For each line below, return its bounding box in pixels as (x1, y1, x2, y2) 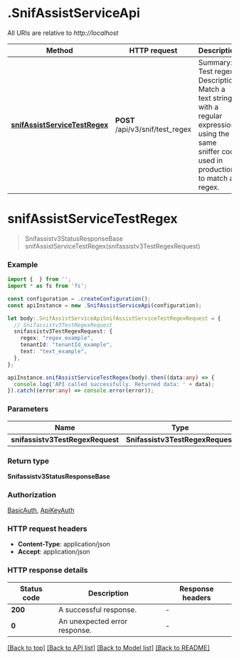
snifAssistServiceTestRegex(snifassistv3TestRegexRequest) (24, 242, 201, 250)
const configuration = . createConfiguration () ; (7, 295, 152, 302)
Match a (198, 84, 225, 94)
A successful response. (58, 604, 137, 614)
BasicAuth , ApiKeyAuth (7, 506, 75, 514)
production (198, 164, 235, 174)
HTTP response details (7, 565, 88, 575)
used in (198, 155, 223, 165)
